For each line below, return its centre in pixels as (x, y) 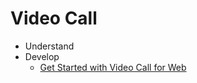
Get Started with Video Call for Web (113, 67)
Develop (42, 56)
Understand (49, 46)
